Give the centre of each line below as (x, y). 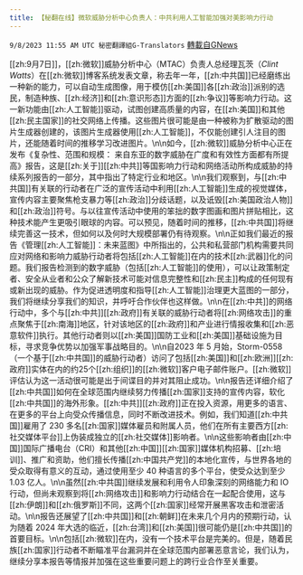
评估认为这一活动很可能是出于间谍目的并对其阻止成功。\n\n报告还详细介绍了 (151, 380)
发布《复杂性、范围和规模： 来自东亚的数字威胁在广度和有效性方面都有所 (145, 154)
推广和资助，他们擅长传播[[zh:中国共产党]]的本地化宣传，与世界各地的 (161, 459)
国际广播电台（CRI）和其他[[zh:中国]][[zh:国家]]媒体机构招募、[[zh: (148, 448)
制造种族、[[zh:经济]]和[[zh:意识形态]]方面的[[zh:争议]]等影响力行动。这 (158, 98)
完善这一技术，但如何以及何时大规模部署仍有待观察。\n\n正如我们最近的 (151, 233)
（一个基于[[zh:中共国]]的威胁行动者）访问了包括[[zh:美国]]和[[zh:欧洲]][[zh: (151, 357)
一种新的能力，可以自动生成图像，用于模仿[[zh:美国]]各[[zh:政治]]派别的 (143, 86)
